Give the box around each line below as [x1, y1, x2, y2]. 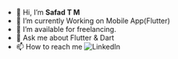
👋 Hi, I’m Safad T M [15, 8, 80, 17]
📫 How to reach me [15, 42, 83, 51]
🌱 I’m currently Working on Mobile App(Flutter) [15, 16, 171, 26]
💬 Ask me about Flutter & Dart [15, 33, 115, 42]
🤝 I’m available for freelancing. [15, 25, 116, 33]
